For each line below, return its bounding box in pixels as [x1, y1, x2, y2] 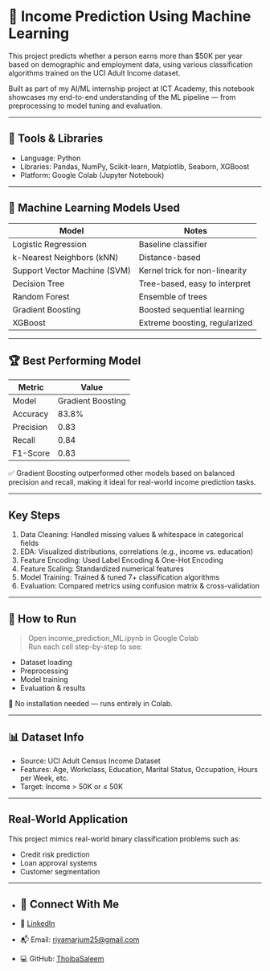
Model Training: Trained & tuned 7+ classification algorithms [19, 572, 219, 582]
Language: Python [19, 153, 81, 163]
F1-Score [12, 448, 51, 459]
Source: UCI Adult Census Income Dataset [19, 756, 161, 766]
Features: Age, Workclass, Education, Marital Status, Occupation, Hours [19, 764, 259, 774]
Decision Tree [12, 278, 65, 289]
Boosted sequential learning [138, 304, 245, 315]
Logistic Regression [12, 238, 87, 250]
